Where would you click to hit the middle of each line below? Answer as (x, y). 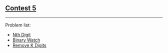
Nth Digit (21, 34)
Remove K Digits (29, 45)
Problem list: (18, 25)
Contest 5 (21, 8)
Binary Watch (26, 40)
